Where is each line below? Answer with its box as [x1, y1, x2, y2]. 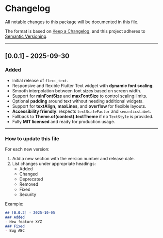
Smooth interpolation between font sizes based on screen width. [12, 88, 142, 93]
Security [19, 192, 36, 197]
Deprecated [19, 176, 43, 182]
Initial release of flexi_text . [12, 77, 68, 83]
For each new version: [5, 146, 49, 152]
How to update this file [5, 135, 60, 142]
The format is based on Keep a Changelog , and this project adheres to [5, 28, 146, 34]
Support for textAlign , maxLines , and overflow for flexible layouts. [12, 103, 147, 109]
